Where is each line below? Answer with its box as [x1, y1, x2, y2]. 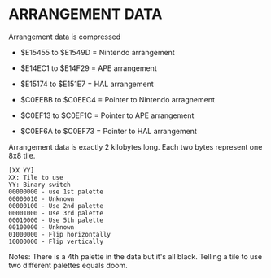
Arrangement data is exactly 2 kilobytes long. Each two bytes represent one [8, 141, 263, 151]
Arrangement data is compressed [8, 32, 121, 41]
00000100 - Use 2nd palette [8, 202, 104, 210]
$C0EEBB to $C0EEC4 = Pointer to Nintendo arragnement [20, 94, 216, 104]
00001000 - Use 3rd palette [8, 209, 104, 217]
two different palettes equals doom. [8, 260, 128, 270]
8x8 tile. [8, 150, 36, 160]
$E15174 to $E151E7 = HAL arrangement [20, 79, 155, 89]
